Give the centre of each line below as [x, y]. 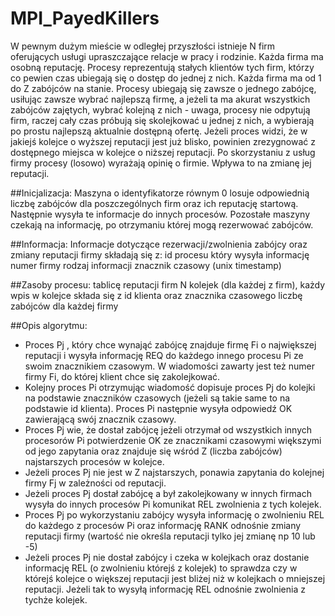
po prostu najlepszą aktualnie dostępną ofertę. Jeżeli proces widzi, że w [159, 131]
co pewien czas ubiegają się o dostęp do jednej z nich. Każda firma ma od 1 [166, 78]
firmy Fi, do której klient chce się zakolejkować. [122, 376]
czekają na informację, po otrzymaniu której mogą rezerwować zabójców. [162, 224]
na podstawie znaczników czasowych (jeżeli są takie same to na [157, 398]
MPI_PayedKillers [85, 18]
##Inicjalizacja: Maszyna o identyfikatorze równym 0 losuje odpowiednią [160, 193]
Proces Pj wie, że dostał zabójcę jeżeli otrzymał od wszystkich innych [168, 429]
